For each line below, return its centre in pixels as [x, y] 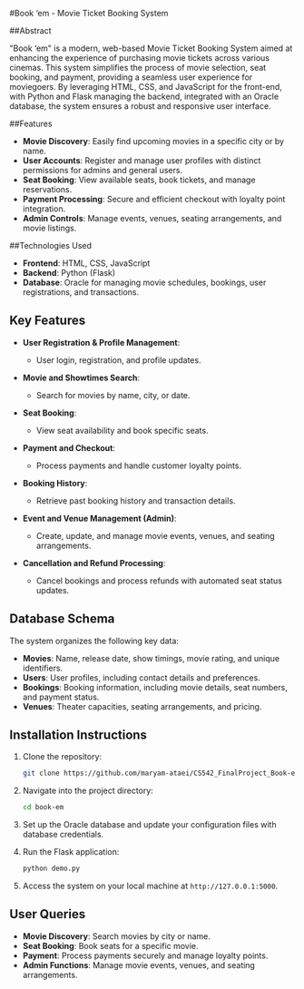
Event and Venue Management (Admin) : [99, 518]
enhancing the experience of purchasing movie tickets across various [140, 58]
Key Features [48, 321]
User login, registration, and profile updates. [118, 360]
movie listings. [49, 228]
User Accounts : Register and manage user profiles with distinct [142, 161]
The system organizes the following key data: [94, 641]
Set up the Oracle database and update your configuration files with [149, 825]
